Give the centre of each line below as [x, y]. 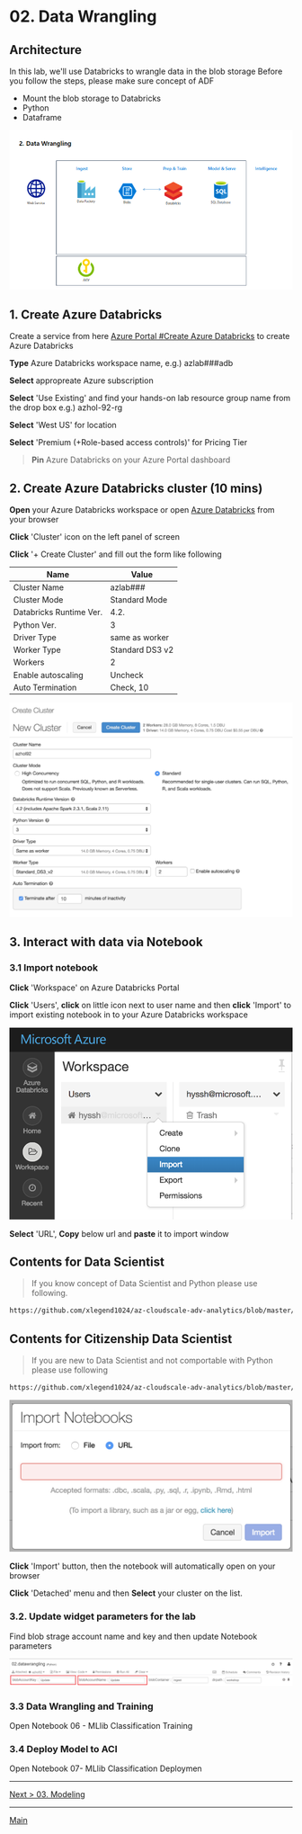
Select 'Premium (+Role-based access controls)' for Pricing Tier [129, 443]
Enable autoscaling [48, 675]
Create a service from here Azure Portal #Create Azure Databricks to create [150, 336]
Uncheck [127, 675]
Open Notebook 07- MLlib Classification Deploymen [106, 1768]
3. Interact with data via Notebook [107, 942]
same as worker [139, 637]
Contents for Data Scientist [87, 1261]
